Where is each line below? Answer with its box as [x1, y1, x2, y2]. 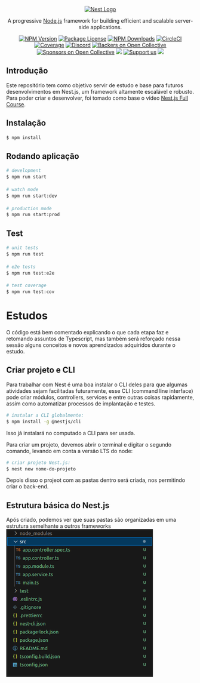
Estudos [6, 309, 48, 322]
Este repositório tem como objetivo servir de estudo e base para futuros [6, 81, 183, 89]
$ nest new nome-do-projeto [6, 466, 76, 472]
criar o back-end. [6, 483, 49, 490]
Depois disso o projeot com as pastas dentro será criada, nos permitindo [6, 476, 186, 484]
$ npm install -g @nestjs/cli [6, 419, 82, 424]
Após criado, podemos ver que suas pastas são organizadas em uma [6, 516, 177, 524]
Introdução [6, 66, 48, 76]
